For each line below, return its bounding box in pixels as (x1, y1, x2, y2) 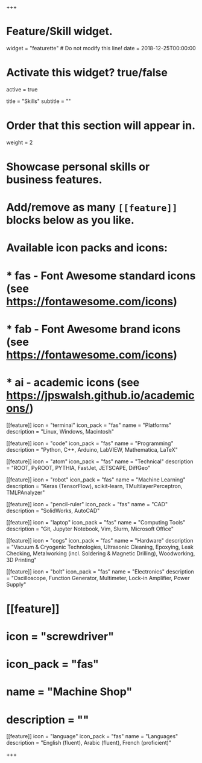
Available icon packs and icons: (6, 241, 168, 255)
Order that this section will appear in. (6, 119, 196, 133)
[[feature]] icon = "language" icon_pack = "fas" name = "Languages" (6, 733, 178, 740)
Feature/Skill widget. (6, 25, 113, 38)
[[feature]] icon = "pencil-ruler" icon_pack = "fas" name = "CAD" (6, 500, 168, 507)
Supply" (6, 581, 27, 588)
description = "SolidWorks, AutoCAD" (6, 507, 100, 514)
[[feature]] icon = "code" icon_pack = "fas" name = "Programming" (6, 440, 174, 447)
